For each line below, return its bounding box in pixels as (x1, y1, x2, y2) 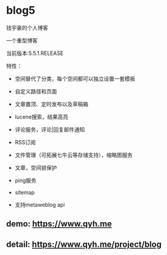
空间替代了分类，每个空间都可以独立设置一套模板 (14, 75, 135, 82)
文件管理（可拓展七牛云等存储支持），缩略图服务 (14, 151, 133, 159)
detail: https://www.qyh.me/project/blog (6, 239, 162, 249)
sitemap (14, 189, 35, 196)
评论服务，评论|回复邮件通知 (14, 126, 85, 133)
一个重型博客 (6, 37, 38, 44)
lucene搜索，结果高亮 (14, 113, 69, 120)
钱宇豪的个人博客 (6, 24, 48, 31)
